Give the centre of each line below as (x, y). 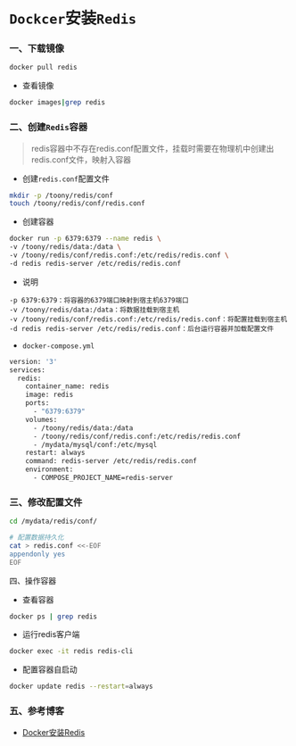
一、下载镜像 (37, 48)
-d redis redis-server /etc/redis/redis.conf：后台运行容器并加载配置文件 (142, 328)
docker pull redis (43, 68)
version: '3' (33, 361)
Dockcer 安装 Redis (73, 18)
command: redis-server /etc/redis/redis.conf (111, 461)
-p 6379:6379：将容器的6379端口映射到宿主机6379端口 (99, 300)
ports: (37, 403)
